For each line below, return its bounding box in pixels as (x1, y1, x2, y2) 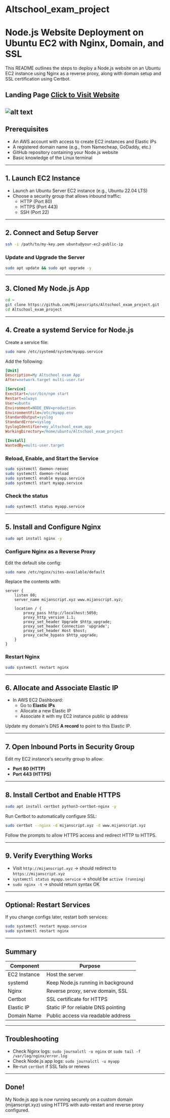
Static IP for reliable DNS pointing (46, 1004, 125, 1011)
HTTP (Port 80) (20, 198, 52, 204)
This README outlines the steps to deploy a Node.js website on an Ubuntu (5, 65, 161, 71)
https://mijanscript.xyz (12, 871, 65, 876)
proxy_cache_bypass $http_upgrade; (23, 632, 99, 638)
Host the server (46, 971, 83, 978)
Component (10, 962, 39, 970)
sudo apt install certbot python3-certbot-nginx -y (5, 804, 116, 809)
